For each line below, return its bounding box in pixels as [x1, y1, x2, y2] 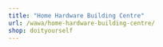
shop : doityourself [8, 26, 74, 34]
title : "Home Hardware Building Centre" [8, 11, 145, 20]
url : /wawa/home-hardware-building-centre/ [8, 19, 156, 27]
